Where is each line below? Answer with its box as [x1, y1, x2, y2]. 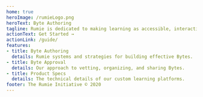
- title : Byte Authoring [6, 48, 69, 54]
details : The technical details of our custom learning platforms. [11, 76, 185, 82]
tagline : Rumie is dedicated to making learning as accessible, [6, 25, 172, 32]
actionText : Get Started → [6, 31, 74, 37]
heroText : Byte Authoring [6, 20, 71, 26]
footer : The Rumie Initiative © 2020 [6, 82, 101, 88]
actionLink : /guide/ [6, 37, 59, 43]
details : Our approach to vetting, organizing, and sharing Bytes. [11, 64, 185, 71]
